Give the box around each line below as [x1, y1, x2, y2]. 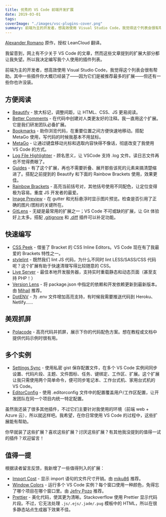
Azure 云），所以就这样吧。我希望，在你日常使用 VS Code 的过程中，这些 [5, 412, 154, 418]
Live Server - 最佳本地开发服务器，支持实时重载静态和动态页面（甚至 [12, 269, 153, 275]
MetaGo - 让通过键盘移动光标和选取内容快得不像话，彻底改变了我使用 [12, 140, 155, 146]
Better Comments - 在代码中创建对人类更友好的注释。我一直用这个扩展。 [12, 115, 161, 121]
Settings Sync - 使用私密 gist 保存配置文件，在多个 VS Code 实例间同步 [12, 365, 158, 371]
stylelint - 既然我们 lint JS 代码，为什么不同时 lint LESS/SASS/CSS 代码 [12, 257, 157, 262]
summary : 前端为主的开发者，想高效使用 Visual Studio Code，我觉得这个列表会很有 [5, 26, 159, 31]
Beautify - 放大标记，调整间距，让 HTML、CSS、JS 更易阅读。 [12, 109, 141, 115]
